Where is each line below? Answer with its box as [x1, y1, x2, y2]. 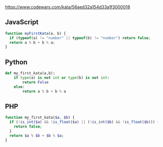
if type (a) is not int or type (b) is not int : [14, 75, 110, 80]
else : [14, 84, 25, 89]
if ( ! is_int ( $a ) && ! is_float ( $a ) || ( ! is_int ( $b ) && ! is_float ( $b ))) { [9, 120, 160, 125]
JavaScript [5, 18, 39, 26]
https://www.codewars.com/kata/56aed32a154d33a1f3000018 [5, 4, 130, 10]
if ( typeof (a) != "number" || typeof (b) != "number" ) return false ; [9, 35, 151, 40]
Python [5, 58, 28, 66]
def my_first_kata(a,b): [5, 71, 55, 76]
